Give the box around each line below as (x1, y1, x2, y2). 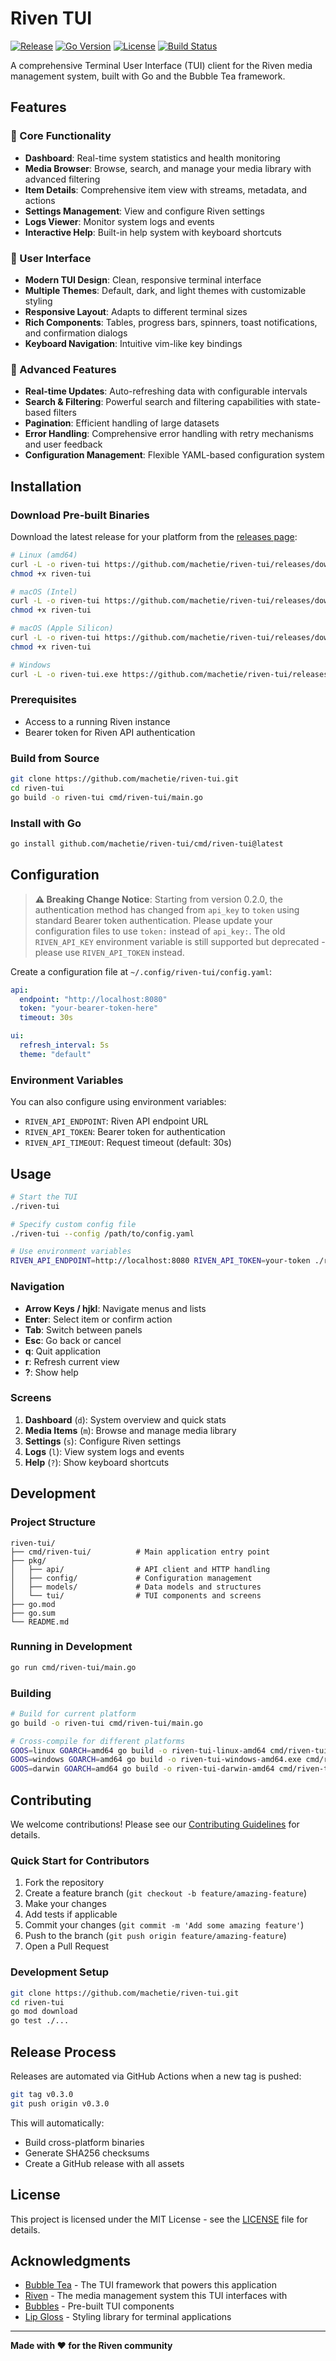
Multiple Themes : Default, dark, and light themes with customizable (24, 284, 307, 296)
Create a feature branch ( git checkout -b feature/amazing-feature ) (24, 1887, 308, 1899)
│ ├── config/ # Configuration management (10, 1573, 253, 1583)
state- (296, 396, 322, 408)
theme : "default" (19, 1049, 92, 1059)
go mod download (10, 2007, 78, 2017)
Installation (10, 478, 82, 495)
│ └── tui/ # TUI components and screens (10, 1590, 262, 1601)
